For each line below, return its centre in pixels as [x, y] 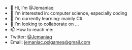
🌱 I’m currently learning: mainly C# [46, 18]
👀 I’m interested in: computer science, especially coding [69, 13]
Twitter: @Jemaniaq [31, 37]
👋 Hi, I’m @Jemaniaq [32, 8]
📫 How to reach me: [32, 30]
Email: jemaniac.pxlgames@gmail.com [50, 42]
